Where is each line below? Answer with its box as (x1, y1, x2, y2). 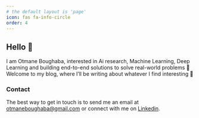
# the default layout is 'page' (6, 8, 86, 15)
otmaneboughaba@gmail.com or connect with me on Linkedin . (6, 105, 160, 112)
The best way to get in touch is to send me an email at (6, 99, 139, 106)
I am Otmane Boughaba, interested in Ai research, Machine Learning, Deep (6, 58, 190, 65)
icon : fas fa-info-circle (6, 14, 70, 20)
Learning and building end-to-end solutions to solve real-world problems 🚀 (6, 64, 190, 72)
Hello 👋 (6, 42, 33, 52)
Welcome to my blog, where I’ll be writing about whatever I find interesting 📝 (6, 70, 194, 77)
